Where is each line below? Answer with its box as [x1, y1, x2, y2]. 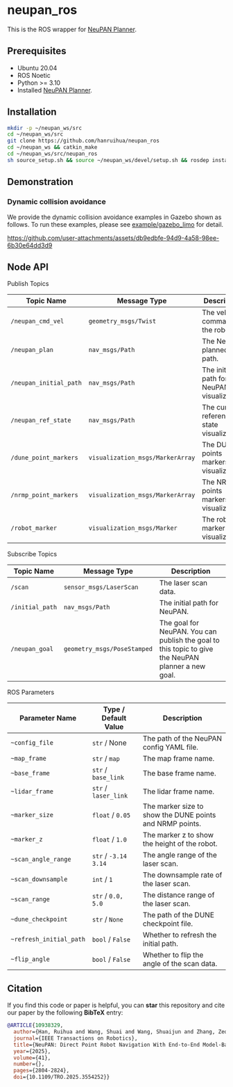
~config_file [10, 739, 54, 747]
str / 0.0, [92, 891, 123, 901]
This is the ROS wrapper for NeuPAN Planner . [7, 25, 137, 33]
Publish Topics [7, 280, 49, 288]
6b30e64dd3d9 [7, 241, 53, 249]
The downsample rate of [142, 870, 223, 880]
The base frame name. [142, 768, 216, 778]
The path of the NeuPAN [142, 734, 223, 743]
